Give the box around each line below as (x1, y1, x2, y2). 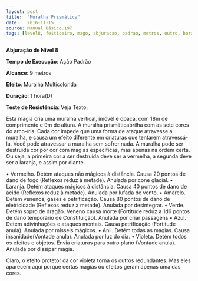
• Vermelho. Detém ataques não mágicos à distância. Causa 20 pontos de (6, 170, 186, 177)
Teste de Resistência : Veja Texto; (6, 104, 88, 111)
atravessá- (161, 134, 189, 141)
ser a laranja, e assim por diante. (6, 159, 85, 166)
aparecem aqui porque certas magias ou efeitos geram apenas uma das (6, 263, 181, 270)
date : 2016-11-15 (6, 19, 54, 25)
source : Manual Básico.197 (6, 25, 72, 31)
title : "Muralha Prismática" (6, 14, 81, 20)
